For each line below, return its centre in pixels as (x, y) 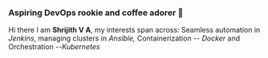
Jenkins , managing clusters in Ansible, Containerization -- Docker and (124, 38)
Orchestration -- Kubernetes (54, 47)
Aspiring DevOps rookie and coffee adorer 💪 (96, 13)
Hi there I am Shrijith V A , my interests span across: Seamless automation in (134, 30)
